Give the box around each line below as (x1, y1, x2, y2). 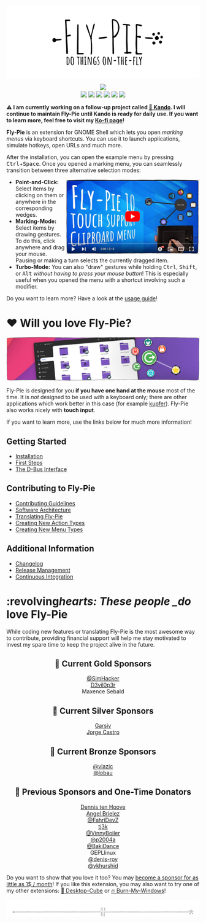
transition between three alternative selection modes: (6, 166, 141, 174)
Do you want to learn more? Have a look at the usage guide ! (6, 295, 158, 302)
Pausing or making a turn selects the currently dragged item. (15, 257, 169, 264)
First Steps (15, 459, 43, 466)
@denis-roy (88, 855, 118, 863)
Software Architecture (15, 506, 72, 513)
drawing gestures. (15, 231, 61, 238)
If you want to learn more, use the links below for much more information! (6, 418, 192, 426)
